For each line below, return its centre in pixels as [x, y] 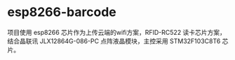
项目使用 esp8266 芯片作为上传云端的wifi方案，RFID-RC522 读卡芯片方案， [117, 32]
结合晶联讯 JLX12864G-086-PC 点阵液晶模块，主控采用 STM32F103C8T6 [114, 41]
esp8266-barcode [62, 12]
